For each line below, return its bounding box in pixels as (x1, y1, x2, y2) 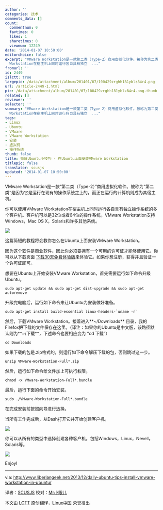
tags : (5, 115, 16, 120)
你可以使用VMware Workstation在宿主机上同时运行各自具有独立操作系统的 (5, 206, 153, 212)
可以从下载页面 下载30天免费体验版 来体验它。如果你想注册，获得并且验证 (5, 254, 152, 260)
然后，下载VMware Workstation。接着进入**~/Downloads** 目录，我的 (5, 319, 147, 324)
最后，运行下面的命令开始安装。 (5, 387, 69, 393)
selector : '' (5, 102, 32, 107)
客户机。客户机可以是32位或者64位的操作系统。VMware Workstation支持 (9, 212, 155, 218)
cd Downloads (5, 340, 32, 345)
